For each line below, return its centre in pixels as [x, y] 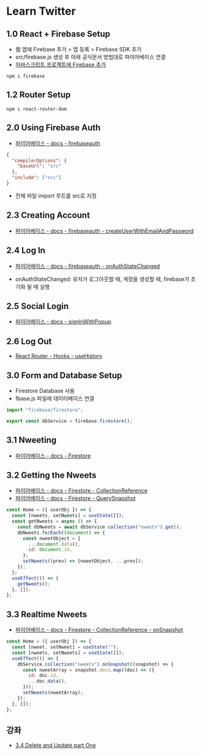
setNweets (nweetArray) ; [53, 693]
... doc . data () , [48, 681]
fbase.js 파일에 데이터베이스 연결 [55, 398]
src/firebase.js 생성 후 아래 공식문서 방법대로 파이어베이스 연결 [91, 57]
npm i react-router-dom [37, 109]
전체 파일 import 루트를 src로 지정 [56, 195]
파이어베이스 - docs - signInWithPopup [63, 322]
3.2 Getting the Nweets [51, 475]
